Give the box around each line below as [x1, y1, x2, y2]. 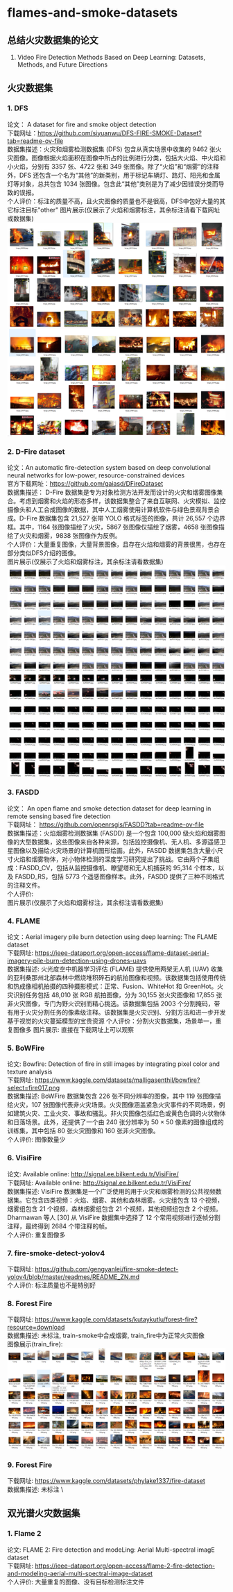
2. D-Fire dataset [7, 446, 65, 456]
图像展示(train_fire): [7, 1340, 63, 1348]
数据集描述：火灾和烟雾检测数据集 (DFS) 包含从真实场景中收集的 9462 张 [7, 144, 216, 153]
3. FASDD [7, 788, 40, 797]
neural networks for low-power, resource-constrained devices [7, 471, 185, 480]
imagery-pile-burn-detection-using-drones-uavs [7, 956, 147, 965]
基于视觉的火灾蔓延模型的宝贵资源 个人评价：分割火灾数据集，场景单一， [7, 1017, 216, 1025]
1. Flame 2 [7, 1529, 42, 1539]
